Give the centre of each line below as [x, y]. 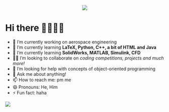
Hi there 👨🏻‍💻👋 [35, 28]
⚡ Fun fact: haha [30, 92]
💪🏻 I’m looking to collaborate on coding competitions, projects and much [88, 58]
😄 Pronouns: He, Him [35, 87]
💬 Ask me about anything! [39, 74]
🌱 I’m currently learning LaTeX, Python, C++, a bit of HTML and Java [84, 47]
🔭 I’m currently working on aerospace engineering [65, 42]
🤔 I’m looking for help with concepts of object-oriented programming [84, 69]
